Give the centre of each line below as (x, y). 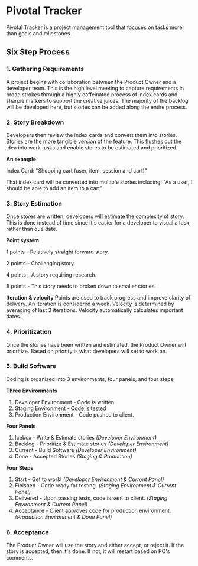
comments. (20, 558)
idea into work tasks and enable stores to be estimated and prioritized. (92, 147)
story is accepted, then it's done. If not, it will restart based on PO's (88, 551)
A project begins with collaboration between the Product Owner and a (91, 82)
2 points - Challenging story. (41, 264)
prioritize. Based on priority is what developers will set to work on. (87, 351)
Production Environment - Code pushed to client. (74, 414)
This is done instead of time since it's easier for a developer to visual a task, (98, 223)
